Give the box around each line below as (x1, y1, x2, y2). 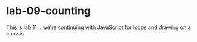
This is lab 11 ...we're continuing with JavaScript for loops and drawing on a (6, 24, 191, 31)
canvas (6, 30, 24, 37)
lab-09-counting (6, 4, 91, 18)
